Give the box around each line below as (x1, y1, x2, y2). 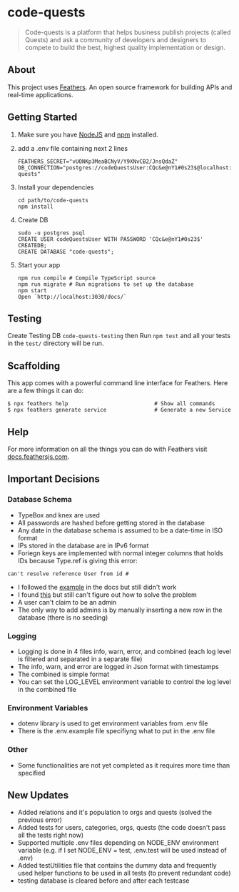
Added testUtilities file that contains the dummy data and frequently (17, 861, 217, 870)
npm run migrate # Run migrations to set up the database (17, 280, 194, 288)
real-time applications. (7, 90, 73, 99)
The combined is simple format (17, 670, 109, 678)
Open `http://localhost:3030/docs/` (17, 293, 127, 300)
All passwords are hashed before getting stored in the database (17, 518, 205, 527)
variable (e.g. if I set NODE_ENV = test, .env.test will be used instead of (17, 846, 227, 855)
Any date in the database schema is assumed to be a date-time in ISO (17, 526, 223, 535)
